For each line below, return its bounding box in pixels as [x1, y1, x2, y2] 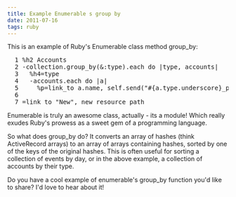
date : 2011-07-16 [7, 17, 58, 24]
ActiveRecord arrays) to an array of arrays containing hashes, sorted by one [7, 140, 228, 148]
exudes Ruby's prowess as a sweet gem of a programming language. [7, 118, 207, 127]
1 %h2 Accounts [14, 56, 67, 64]
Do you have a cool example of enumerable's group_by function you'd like [7, 176, 223, 184]
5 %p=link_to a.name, [14, 84, 104, 92]
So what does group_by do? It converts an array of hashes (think [7, 133, 195, 141]
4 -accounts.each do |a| [14, 77, 107, 85]
